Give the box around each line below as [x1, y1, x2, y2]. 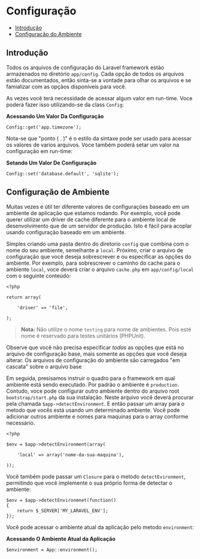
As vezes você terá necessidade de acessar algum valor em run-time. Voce [6, 94, 193, 101]
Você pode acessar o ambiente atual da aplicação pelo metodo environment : [6, 524, 195, 531]
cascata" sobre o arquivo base [6, 363, 82, 370]
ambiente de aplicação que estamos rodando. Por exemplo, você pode [6, 209, 181, 217]
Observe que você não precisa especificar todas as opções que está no [6, 343, 184, 351]
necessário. [6, 419, 35, 426]
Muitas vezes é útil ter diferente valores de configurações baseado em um [6, 203, 190, 210]
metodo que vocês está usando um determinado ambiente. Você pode [6, 406, 180, 414]
